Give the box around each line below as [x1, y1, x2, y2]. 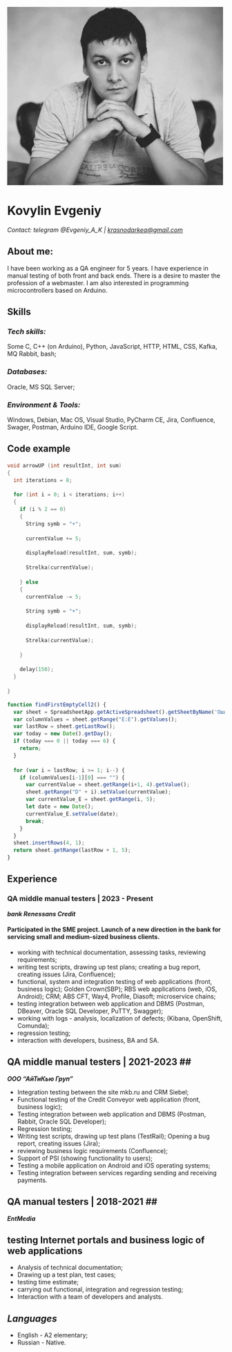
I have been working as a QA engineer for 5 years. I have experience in [7, 264, 209, 272]
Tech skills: [7, 327, 46, 336]
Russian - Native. [17, 1338, 66, 1346]
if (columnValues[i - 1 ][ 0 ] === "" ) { [19, 774, 126, 781]
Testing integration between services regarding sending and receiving [17, 1168, 217, 1177]
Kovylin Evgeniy [7, 203, 102, 219]
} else [19, 579, 39, 586]
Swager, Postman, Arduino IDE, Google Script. [7, 423, 139, 432]
